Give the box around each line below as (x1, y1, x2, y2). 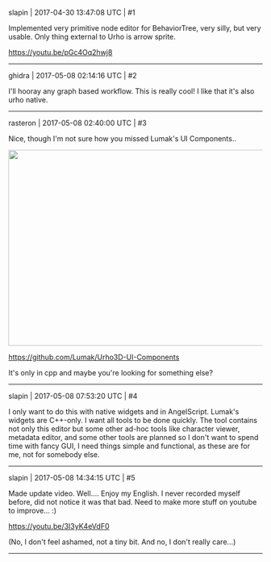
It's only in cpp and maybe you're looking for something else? (8, 368, 214, 377)
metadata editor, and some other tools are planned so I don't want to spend (8, 433, 259, 442)
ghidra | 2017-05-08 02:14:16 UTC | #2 (8, 71, 137, 80)
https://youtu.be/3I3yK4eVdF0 (8, 522, 110, 531)
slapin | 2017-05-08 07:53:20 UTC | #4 (8, 392, 138, 401)
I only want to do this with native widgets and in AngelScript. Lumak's (8, 407, 240, 416)
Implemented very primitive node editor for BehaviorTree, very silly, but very (8, 23, 261, 32)
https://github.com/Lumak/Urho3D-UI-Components (8, 352, 180, 362)
